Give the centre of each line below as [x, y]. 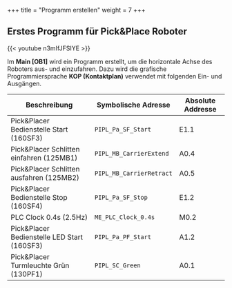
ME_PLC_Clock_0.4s [125, 217]
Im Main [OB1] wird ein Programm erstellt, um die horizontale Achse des [110, 61]
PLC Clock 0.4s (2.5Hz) [49, 217]
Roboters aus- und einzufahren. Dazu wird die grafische [87, 69]
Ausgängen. [25, 83]
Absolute [201, 101]
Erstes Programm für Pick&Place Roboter [97, 31]
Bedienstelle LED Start [47, 237]
